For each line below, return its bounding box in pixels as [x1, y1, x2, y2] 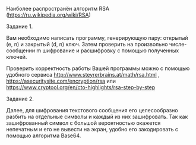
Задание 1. [6, 23, 33, 30]
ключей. [6, 53, 27, 60]
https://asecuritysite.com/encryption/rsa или [6, 77, 116, 84]
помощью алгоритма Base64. [6, 132, 81, 139]
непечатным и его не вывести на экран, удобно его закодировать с [6, 126, 178, 133]
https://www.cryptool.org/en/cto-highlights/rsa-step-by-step [6, 84, 156, 91]
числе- [169, 41, 187, 48]
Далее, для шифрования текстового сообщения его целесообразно [6, 107, 178, 114]
